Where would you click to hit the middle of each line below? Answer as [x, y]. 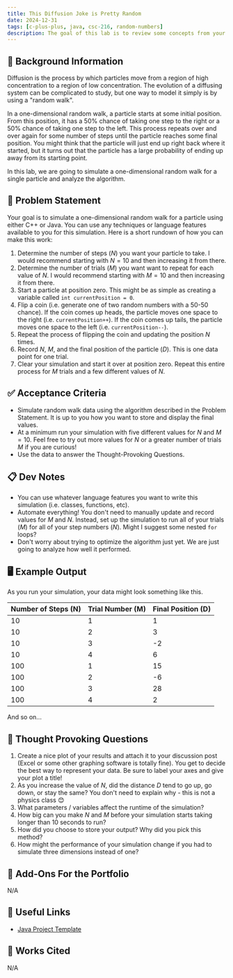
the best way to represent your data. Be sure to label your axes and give [120, 771]
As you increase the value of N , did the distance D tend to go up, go [114, 785]
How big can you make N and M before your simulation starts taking [115, 815]
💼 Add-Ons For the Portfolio [68, 874]
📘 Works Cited [39, 951]
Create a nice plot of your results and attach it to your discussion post [117, 756]
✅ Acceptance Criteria [57, 393]
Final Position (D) [182, 609]
